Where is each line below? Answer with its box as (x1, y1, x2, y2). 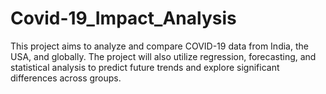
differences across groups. (10, 72, 122, 84)
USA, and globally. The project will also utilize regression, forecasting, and (10, 50, 317, 62)
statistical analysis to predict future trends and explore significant (10, 61, 280, 73)
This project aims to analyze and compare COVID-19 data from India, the (10, 40, 309, 52)
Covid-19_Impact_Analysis (10, 7, 237, 30)
